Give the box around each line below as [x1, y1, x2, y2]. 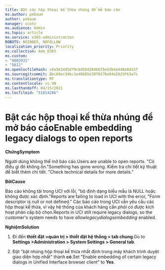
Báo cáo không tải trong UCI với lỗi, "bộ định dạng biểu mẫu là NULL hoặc [5, 188, 156, 194]
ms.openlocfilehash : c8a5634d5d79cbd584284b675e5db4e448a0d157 [5, 67, 138, 72]
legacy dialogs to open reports [5, 132, 133, 144]
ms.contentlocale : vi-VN [5, 81, 56, 86]
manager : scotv [5, 21, 37, 26]
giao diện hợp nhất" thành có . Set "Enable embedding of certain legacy [12, 254, 157, 260]
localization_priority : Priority [5, 44, 74, 49]
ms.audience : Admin [5, 26, 45, 31]
